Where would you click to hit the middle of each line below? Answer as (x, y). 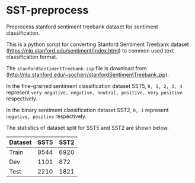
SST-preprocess (47, 10)
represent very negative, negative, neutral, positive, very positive (94, 92)
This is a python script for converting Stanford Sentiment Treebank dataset (97, 44)
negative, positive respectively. (47, 116)
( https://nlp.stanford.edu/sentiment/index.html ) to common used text (90, 50)
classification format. (32, 57)
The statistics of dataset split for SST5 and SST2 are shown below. (87, 128)
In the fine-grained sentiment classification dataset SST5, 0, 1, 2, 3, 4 (94, 86)
